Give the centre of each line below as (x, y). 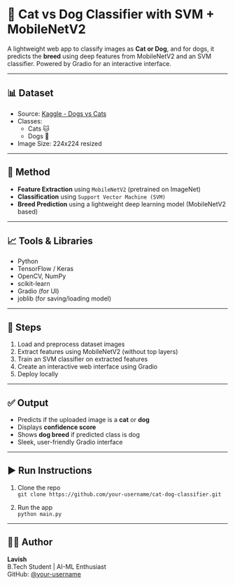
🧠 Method (29, 172)
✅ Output (28, 403)
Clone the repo (39, 487)
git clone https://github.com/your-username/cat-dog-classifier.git (119, 494)
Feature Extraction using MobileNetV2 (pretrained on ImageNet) (109, 189)
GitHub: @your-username (44, 574)
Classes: (30, 121)
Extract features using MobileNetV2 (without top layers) (98, 352)
